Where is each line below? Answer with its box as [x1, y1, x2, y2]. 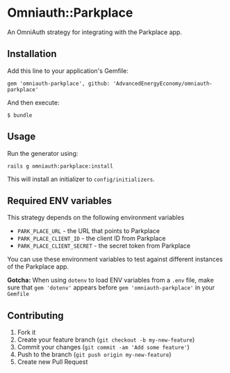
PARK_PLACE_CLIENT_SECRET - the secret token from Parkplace [17, 241, 191, 250]
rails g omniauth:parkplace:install [7, 162, 113, 170]
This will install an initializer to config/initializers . [7, 175, 155, 183]
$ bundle [7, 111, 33, 119]
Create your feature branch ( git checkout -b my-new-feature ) [17, 335, 195, 344]
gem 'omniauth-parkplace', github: [7, 80, 110, 87]
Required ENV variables [7, 195, 113, 207]
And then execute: [7, 98, 60, 106]
